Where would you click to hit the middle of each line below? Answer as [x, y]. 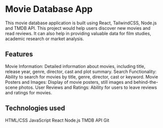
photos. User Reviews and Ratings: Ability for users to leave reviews [88, 87]
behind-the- [146, 82]
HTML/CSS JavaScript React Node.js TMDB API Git [57, 120]
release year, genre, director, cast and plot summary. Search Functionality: [81, 71]
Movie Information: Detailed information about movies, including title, [75, 66]
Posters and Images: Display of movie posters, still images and [69, 82]
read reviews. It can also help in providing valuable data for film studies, [78, 33]
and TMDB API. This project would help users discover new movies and [78, 28]
